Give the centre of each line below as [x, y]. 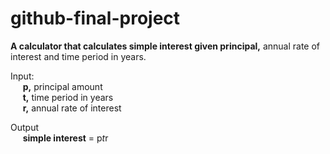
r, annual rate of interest [72, 108]
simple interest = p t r [65, 138]
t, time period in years [68, 97]
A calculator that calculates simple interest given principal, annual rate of [165, 46]
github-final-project [95, 18]
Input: [22, 76]
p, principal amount [62, 86]
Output [24, 127]
